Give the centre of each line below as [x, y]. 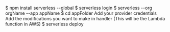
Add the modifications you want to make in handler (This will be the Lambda [85, 19]
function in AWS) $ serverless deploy [44, 24]
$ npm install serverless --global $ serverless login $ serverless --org [79, 8]
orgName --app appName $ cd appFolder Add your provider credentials [81, 13]
